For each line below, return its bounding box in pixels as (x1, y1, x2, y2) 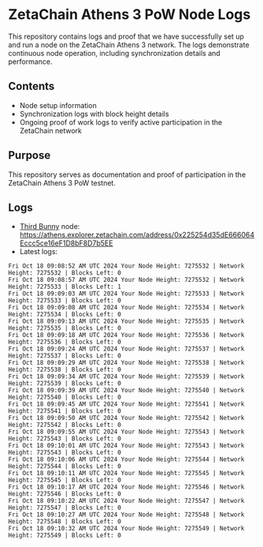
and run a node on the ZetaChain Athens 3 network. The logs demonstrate (8, 39, 250, 49)
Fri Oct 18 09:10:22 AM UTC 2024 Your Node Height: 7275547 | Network (8, 497, 245, 505)
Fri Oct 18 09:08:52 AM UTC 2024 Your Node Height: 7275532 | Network (8, 262, 245, 270)
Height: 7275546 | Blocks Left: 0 (8, 490, 122, 498)
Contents (8, 80, 55, 93)
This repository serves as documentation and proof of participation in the (8, 170, 246, 179)
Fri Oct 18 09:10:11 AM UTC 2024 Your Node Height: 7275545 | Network (8, 470, 245, 478)
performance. (8, 57, 53, 66)
